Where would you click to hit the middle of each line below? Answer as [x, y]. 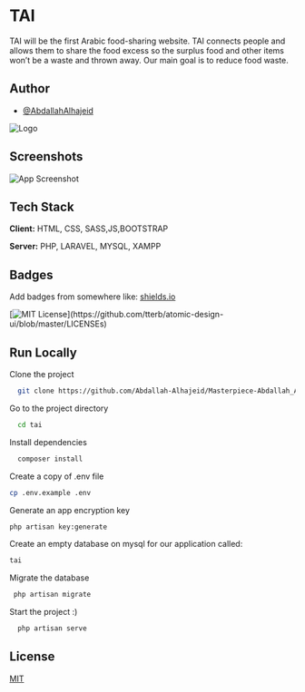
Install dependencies [49, 442]
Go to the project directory [59, 408]
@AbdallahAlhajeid [58, 111]
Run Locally [43, 352]
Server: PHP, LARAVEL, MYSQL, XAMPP [85, 247]
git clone [36, 391]
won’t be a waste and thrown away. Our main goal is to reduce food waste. [149, 60]
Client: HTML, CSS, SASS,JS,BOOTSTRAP [89, 229]
